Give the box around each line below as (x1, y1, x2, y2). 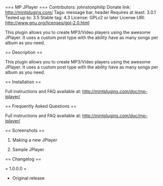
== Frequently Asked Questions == (5, 103, 77, 109)
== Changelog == (5, 156, 41, 162)
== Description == (5, 49, 43, 55)
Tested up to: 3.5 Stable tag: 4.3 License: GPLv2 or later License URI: (5, 15, 146, 20)
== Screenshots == (5, 127, 45, 133)
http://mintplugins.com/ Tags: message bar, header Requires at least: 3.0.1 (5, 9, 156, 15)
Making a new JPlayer (12, 137, 58, 143)
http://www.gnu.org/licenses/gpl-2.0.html (5, 20, 90, 26)
